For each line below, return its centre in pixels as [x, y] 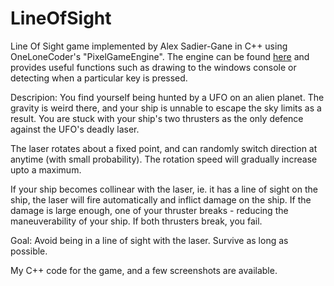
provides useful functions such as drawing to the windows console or [153, 67]
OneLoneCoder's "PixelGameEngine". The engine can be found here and [160, 56]
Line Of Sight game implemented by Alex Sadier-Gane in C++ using [149, 46]
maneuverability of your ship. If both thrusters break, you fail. [136, 221]
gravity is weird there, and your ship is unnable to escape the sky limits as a [166, 108]
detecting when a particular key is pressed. [99, 78]
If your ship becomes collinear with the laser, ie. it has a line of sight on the [164, 189]
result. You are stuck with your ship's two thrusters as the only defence [157, 118]
